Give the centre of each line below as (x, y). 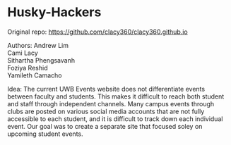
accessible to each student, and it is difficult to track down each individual (115, 119)
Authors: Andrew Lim (38, 45)
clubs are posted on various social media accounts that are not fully (106, 111)
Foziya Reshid (28, 68)
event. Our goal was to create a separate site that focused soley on (105, 126)
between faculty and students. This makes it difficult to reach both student (116, 96)
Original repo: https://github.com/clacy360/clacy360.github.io (98, 32)
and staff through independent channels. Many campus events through (111, 103)
